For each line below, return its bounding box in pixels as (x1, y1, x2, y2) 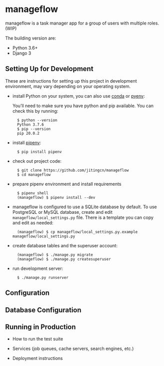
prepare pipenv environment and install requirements (12, 181, 122, 187)
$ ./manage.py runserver (17, 275, 69, 280)
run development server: (12, 265, 63, 271)
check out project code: (12, 158, 62, 164)
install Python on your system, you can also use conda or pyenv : (12, 93, 145, 99)
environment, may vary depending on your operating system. (5, 83, 131, 89)
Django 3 (12, 50, 31, 56)
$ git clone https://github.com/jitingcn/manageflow (17, 168, 129, 173)
